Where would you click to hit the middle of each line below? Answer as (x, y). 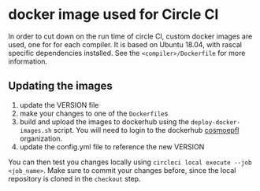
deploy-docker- (215, 122)
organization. (41, 138)
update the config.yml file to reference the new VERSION (112, 146)
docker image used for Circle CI (113, 15)
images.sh (36, 130)
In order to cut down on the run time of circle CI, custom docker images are (130, 36)
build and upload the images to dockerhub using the (104, 121)
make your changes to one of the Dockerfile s (94, 113)
